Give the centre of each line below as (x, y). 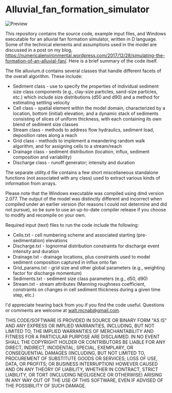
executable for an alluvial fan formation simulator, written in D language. (81, 39)
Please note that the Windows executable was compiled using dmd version (85, 193)
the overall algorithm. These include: (44, 76)
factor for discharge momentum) (47, 273)
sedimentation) (29, 240)
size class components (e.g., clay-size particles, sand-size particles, (85, 91)
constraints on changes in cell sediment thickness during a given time (87, 289)
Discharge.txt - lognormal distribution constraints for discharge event (86, 246)
